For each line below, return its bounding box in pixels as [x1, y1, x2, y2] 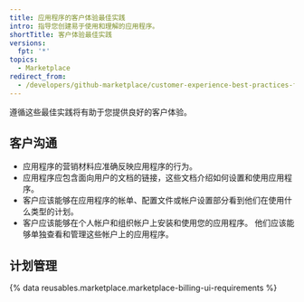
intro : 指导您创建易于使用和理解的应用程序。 [9, 22, 160, 31]
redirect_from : [9, 72, 67, 81]
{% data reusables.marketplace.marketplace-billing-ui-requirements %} [9, 282, 278, 294]
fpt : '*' [17, 47, 51, 56]
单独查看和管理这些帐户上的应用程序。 [30, 229, 174, 240]
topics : [9, 55, 39, 64]
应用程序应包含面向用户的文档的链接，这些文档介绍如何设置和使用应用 [22, 173, 285, 184]
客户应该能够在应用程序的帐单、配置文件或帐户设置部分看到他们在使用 [22, 195, 285, 206]
